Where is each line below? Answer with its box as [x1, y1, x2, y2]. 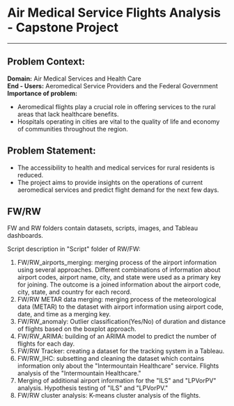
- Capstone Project [7, 19, 118, 35]
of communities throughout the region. [17, 124, 129, 133]
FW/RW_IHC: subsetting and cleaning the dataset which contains [17, 355, 205, 363]
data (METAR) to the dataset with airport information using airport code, [17, 302, 224, 311]
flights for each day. [17, 339, 75, 348]
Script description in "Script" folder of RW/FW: [7, 245, 141, 253]
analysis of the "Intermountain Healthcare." [17, 369, 141, 377]
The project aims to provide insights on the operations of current [17, 178, 203, 186]
